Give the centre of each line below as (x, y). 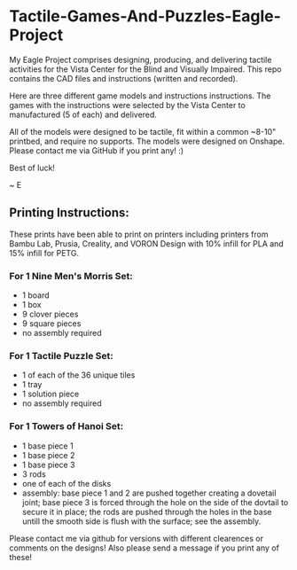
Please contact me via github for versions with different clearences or (137, 538)
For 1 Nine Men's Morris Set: (71, 276)
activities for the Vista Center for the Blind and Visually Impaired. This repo (145, 69)
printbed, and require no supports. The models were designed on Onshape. (147, 141)
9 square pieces (51, 324)
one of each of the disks (66, 483)
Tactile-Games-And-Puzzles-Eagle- (145, 16)
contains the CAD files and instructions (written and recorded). (124, 78)
